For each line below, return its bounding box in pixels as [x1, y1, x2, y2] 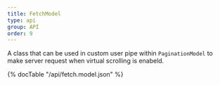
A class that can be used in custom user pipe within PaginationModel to [7, 49, 213, 58]
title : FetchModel [7, 10, 61, 18]
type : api [7, 17, 37, 24]
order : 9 [7, 30, 33, 37]
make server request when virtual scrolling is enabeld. [7, 57, 164, 65]
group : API [7, 23, 39, 30]
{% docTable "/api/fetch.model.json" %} [7, 70, 124, 79]
